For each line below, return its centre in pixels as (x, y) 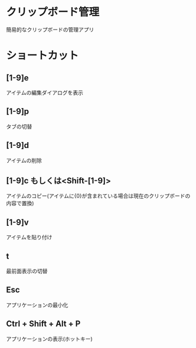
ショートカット (43, 56)
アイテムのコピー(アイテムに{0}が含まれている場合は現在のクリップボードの (98, 196)
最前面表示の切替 (27, 271)
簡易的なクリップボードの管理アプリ (50, 29)
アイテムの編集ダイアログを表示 (45, 93)
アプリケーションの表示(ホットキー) (49, 339)
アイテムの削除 (24, 160)
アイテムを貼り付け (29, 237)
